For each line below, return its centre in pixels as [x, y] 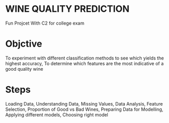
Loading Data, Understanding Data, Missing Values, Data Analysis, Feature [84, 104]
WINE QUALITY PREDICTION [68, 9]
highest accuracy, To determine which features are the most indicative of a [85, 63]
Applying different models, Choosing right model [57, 115]
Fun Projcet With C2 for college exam [45, 23]
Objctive [24, 44]
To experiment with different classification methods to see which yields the [85, 58]
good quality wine [24, 69]
